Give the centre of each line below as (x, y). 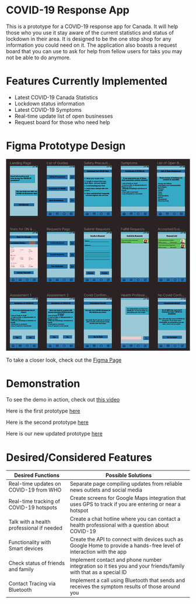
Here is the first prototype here (43, 411)
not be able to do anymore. (38, 57)
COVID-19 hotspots (33, 507)
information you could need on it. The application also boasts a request (92, 45)
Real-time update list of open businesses (64, 116)
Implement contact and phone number (116, 560)
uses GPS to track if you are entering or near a (125, 505)
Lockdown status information (50, 104)
